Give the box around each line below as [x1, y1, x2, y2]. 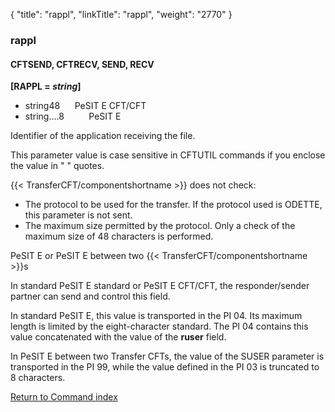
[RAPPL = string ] [10, 80, 82, 93]
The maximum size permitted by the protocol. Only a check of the [24, 220, 296, 232]
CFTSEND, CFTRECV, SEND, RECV [10, 58, 155, 70]
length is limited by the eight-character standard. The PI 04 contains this [10, 320, 309, 333]
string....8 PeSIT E [24, 110, 122, 123]
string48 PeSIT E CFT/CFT [24, 100, 147, 112]
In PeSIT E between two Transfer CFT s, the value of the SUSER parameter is [10, 350, 325, 363]
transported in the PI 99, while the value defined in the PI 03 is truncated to [10, 361, 320, 373]
